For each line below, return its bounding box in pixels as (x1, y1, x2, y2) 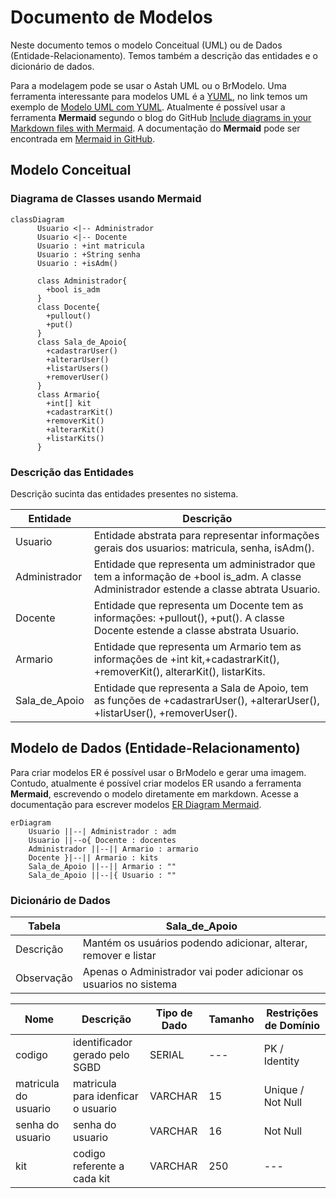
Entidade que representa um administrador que (93, 557, 316, 571)
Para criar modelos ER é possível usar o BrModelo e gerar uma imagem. (10, 766, 307, 778)
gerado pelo (73, 1048, 130, 1062)
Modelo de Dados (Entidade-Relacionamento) (10, 740, 301, 757)
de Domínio (264, 1019, 321, 1033)
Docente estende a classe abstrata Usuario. (93, 623, 300, 637)
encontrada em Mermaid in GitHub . (10, 132, 156, 145)
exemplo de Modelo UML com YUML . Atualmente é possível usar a (10, 101, 286, 113)
